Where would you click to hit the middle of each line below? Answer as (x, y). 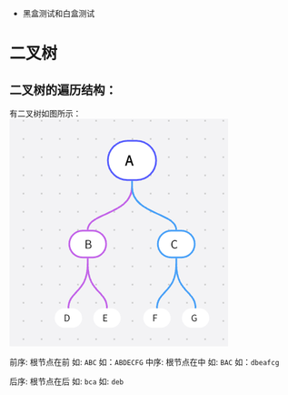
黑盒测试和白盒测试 (59, 13)
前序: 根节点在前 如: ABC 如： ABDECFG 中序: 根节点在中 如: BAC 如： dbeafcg (144, 362)
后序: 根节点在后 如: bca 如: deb (67, 381)
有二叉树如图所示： (45, 113)
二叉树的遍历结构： (63, 90)
